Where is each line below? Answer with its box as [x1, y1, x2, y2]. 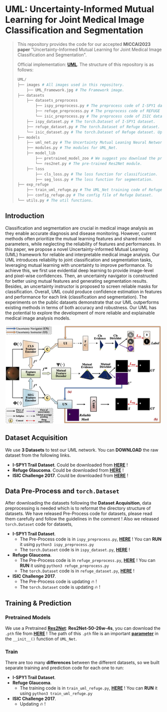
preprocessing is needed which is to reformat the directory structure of [5, 505, 151, 512]
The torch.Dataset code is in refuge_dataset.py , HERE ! [19, 568, 135, 574]
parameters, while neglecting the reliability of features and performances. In [5, 241, 161, 247]
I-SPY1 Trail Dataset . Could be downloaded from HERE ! [12, 462, 128, 468]
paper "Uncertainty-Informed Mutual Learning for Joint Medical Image [17, 46, 162, 52]
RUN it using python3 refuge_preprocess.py [19, 562, 109, 569]
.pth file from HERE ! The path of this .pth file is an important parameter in [5, 631, 159, 637]
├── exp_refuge [17, 182, 49, 187]
